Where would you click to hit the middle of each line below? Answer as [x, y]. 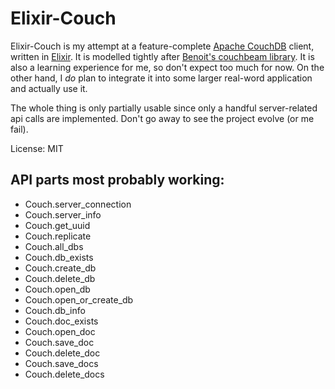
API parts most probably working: [117, 180]
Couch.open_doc [60, 331]
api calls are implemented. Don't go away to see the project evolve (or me [162, 118]
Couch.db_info [55, 310]
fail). [19, 129]
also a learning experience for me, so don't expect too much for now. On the [167, 67]
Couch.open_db [57, 289]
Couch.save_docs [61, 363]
